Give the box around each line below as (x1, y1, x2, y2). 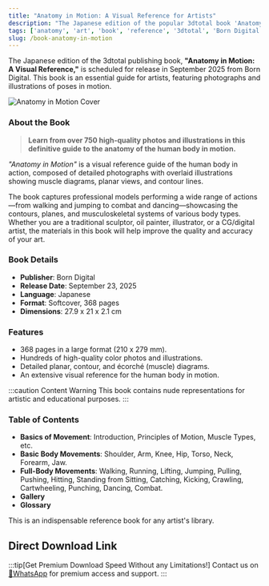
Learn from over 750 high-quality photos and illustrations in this (27, 135, 246, 145)
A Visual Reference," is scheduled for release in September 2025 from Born (8, 65, 261, 74)
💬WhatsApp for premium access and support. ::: (8, 569, 167, 579)
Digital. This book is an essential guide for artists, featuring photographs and (8, 73, 261, 82)
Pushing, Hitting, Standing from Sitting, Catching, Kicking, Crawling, (19, 475, 244, 484)
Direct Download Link (8, 539, 118, 552)
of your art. (8, 234, 46, 244)
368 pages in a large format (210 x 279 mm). (19, 345, 167, 355)
